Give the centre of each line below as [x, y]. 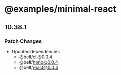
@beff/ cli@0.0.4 [36, 57]
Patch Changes [23, 41]
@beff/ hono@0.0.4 [38, 62]
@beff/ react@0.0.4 [39, 67]
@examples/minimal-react [60, 9]
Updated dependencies [36, 51]
